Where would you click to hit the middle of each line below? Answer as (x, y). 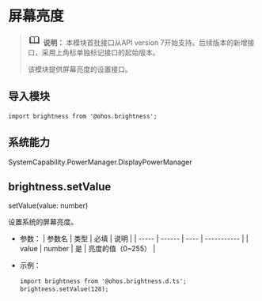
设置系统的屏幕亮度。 (43, 222)
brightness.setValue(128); (64, 289)
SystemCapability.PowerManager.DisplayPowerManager (100, 162)
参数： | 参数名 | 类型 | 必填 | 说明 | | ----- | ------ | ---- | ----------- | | (134, 239)
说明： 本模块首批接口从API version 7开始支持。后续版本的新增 (145, 42)
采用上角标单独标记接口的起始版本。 (101, 52)
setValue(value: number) (48, 205)
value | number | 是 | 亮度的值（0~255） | (87, 249)
